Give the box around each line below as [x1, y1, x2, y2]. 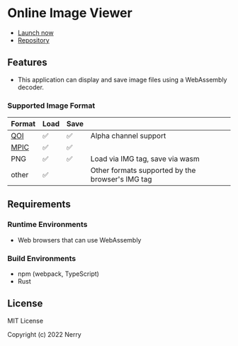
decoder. [17, 83, 45, 91]
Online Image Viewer [7, 5, 132, 21]
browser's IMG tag [90, 174, 152, 184]
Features [7, 57, 47, 69]
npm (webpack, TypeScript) [17, 269, 99, 278]
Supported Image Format [7, 101, 96, 111]
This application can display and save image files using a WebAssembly [17, 75, 227, 84]
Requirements [7, 199, 71, 211]
